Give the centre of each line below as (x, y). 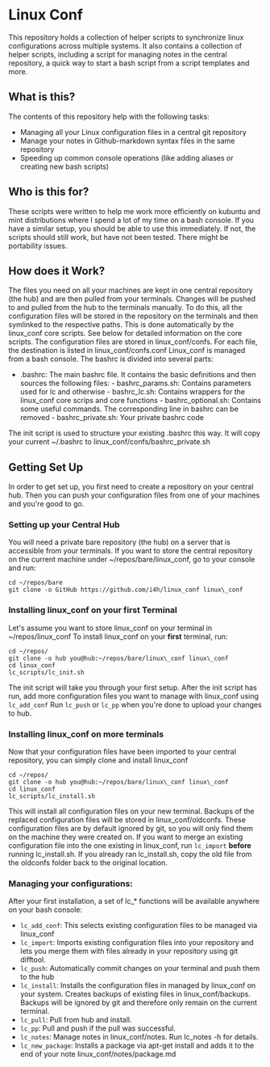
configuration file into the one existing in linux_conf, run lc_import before (130, 846)
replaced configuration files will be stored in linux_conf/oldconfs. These (127, 820)
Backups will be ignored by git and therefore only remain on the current (139, 1002)
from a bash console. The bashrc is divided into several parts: (111, 359)
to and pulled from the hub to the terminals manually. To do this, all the (125, 308)
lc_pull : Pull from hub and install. (76, 1020)
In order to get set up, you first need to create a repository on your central (131, 487)
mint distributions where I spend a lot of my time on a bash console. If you (131, 220)
